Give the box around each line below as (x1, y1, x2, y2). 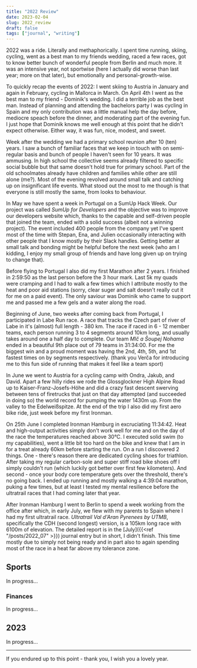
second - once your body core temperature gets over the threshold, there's (6, 471, 188, 478)
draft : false (6, 25, 38, 31)
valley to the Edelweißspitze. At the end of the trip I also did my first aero (6, 403, 182, 410)
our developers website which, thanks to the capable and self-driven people (6, 213, 191, 220)
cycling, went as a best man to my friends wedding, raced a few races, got (6, 53, 186, 60)
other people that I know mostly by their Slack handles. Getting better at (6, 237, 180, 244)
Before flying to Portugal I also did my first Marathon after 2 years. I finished (6, 267, 189, 275)
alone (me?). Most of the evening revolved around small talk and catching (6, 176, 184, 183)
